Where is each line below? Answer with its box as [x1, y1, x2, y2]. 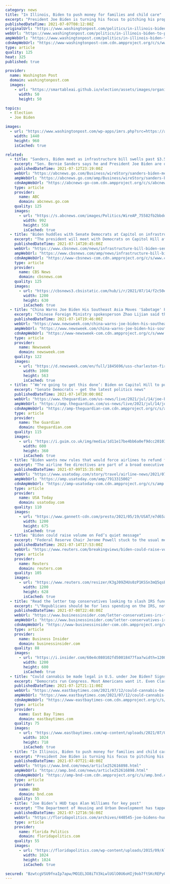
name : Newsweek [18, 345, 51, 350]
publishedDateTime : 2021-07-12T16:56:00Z [14, 810, 103, 815]
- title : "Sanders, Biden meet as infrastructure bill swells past [10, 157, 155, 162]
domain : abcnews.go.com [18, 199, 69, 204]
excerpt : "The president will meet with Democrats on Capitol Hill [14, 237, 159, 242]
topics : [5, 106, 22, 111]
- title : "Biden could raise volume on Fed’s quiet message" [10, 533, 142, 538]
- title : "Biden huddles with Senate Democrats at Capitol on [10, 232, 144, 237]
